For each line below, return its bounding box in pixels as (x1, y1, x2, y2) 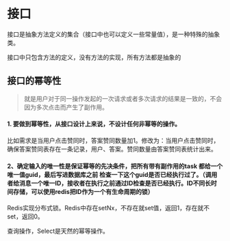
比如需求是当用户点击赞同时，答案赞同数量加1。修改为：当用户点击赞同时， (7, 136, 220, 144)
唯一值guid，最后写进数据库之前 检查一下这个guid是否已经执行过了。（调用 (7, 170, 218, 178)
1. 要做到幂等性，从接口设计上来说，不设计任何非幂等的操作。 (7, 120, 181, 128)
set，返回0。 (7, 212, 44, 221)
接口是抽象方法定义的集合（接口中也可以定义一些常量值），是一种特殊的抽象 (7, 30, 220, 38)
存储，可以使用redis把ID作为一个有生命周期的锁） (12, 187, 154, 195)
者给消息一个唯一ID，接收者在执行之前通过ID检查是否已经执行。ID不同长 (7, 179, 212, 187)
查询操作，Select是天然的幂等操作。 (7, 227, 110, 236)
